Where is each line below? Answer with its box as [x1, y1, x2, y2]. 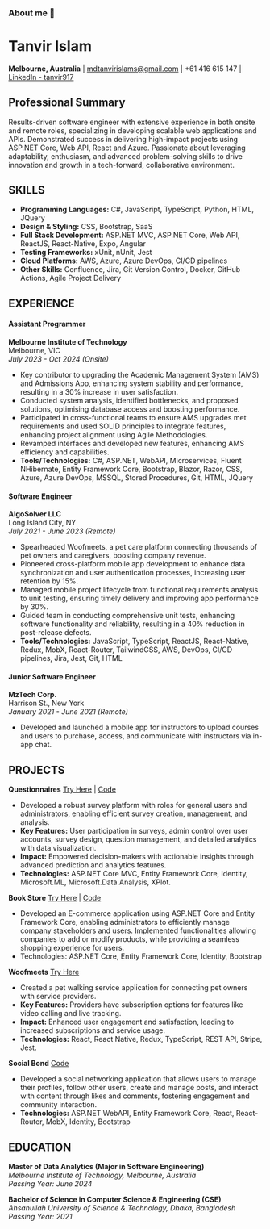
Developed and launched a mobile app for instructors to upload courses [19, 722, 260, 733]
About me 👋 [8, 7, 55, 19]
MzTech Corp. [8, 690, 57, 700]
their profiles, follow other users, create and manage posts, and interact [19, 1083, 259, 1093]
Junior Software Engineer [8, 671, 97, 681]
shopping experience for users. [19, 943, 125, 953]
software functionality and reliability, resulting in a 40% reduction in [19, 619, 245, 629]
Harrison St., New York [8, 698, 85, 709]
